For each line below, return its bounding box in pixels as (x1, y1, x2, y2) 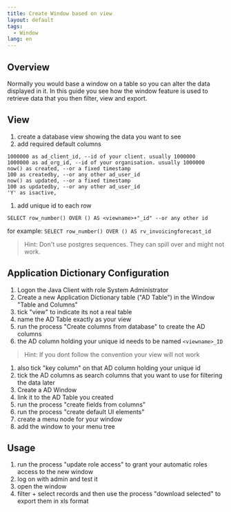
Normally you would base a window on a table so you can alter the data (7, 79, 210, 88)
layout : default (7, 17, 54, 23)
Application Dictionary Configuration (7, 267, 170, 279)
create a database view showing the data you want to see (17, 132, 181, 141)
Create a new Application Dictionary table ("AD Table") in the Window (17, 293, 215, 301)
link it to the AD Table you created (17, 393, 114, 401)
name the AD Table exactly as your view (17, 315, 132, 323)
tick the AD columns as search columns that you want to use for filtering (17, 371, 223, 379)
